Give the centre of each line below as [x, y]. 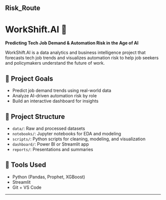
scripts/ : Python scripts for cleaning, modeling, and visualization [79, 139]
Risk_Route [23, 8]
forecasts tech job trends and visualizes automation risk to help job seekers [82, 58]
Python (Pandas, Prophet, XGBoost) [49, 177]
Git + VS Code [27, 187]
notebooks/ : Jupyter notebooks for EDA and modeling [67, 133]
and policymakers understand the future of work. [55, 63]
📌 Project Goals [29, 79]
